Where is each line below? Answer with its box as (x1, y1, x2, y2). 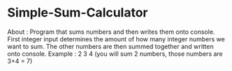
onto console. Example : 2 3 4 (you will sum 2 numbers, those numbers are (7, 50, 224, 58)
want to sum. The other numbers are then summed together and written (7, 42, 215, 50)
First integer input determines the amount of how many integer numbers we (7, 34, 225, 43)
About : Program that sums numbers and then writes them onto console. (7, 28, 215, 36)
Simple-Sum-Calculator (7, 5, 148, 21)
